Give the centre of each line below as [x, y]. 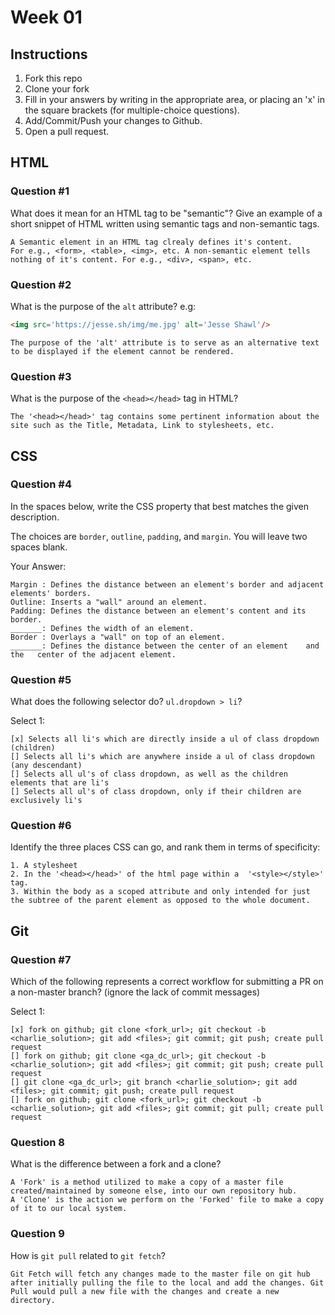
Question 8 [37, 1143]
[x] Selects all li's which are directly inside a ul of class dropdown [165, 739]
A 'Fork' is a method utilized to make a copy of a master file [147, 1182]
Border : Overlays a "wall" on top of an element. [118, 637]
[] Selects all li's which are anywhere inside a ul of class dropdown [162, 757]
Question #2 [41, 284]
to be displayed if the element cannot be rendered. [122, 351]
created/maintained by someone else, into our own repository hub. [154, 1191]
